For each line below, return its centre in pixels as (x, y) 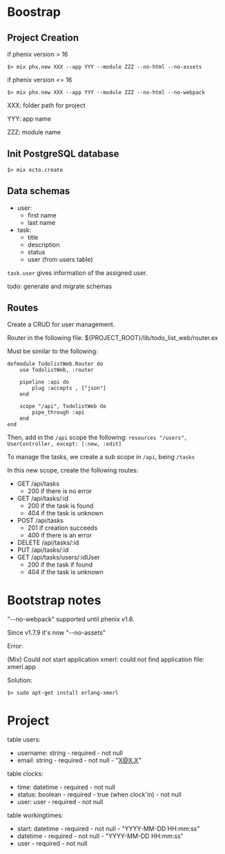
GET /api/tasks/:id (43, 499)
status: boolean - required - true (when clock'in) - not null (99, 794)
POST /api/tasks (40, 521)
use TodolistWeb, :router (57, 370)
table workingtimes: (35, 815)
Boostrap (34, 12)
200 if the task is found (60, 506)
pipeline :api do (45, 382)
